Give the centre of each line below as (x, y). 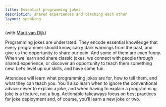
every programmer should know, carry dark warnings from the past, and (79, 48)
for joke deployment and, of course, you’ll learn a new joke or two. (73, 99)
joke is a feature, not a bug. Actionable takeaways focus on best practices (81, 94)
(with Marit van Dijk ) (26, 33)
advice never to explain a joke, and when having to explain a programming (81, 89)
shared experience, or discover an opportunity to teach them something (79, 63)
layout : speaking (23, 19)
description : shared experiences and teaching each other (66, 14)
